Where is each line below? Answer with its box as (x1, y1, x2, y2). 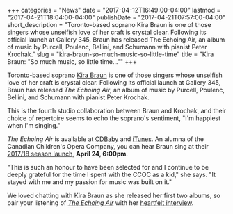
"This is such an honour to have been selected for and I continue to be (7, 163, 209, 171)
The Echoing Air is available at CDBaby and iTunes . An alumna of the (7, 135, 204, 143)
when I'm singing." (7, 122, 61, 129)
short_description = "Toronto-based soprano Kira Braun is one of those (7, 21, 212, 28)
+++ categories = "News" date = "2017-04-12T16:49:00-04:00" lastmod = (7, 6, 221, 14)
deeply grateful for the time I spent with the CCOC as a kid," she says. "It (7, 170, 216, 179)
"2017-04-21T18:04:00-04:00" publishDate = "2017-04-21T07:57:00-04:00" (7, 13, 226, 22)
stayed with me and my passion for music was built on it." (7, 178, 172, 186)
